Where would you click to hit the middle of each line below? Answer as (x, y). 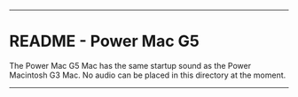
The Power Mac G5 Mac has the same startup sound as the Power (130, 65)
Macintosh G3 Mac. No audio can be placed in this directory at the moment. (148, 75)
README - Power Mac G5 (104, 41)
